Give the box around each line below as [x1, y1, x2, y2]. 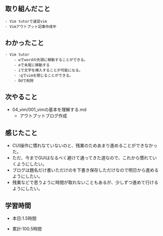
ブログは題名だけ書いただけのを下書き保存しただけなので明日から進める [12, 167, 159, 173]
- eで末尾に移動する [14, 62, 50, 67]
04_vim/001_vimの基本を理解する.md [12, 107, 87, 113]
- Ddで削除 [14, 78, 34, 83]
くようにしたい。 [12, 161, 47, 167]
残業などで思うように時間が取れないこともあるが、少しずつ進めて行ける [12, 179, 159, 185]
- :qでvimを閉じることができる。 [14, 73, 74, 78]
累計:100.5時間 [12, 226, 42, 232]
